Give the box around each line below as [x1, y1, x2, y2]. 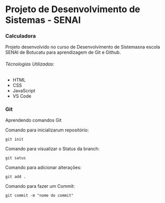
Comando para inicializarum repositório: [5, 127, 89, 133]
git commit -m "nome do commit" [5, 193, 74, 198]
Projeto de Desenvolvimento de [5, 4, 141, 15]
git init [5, 137, 24, 142]
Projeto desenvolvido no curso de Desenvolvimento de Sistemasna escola [5, 44, 160, 50]
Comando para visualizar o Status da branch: [5, 146, 100, 152]
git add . [5, 174, 26, 179]
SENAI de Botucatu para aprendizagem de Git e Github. [5, 49, 121, 55]
